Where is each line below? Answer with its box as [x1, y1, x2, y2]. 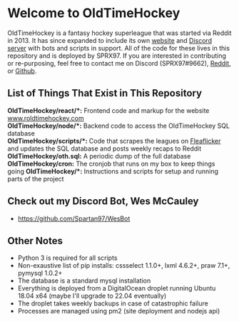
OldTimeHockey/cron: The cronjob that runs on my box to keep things [7, 159, 215, 168]
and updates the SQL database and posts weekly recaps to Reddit [7, 144, 202, 153]
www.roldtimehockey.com [7, 114, 84, 122]
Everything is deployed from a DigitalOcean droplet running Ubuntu [17, 284, 216, 293]
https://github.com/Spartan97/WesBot [17, 214, 131, 223]
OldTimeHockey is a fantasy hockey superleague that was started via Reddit [7, 29, 232, 37]
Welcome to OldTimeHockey [7, 5, 180, 21]
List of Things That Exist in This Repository [7, 87, 202, 99]
